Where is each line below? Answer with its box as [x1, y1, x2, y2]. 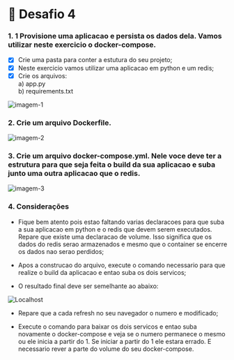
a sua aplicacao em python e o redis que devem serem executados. [17, 225, 212, 233]
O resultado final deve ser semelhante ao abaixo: [17, 282, 159, 290]
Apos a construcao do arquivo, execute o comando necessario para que [17, 261, 226, 269]
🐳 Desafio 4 [8, 6, 76, 22]
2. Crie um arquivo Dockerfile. [8, 118, 112, 128]
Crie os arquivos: [17, 71, 68, 80]
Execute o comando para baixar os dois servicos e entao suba [17, 322, 197, 331]
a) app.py [17, 80, 46, 88]
